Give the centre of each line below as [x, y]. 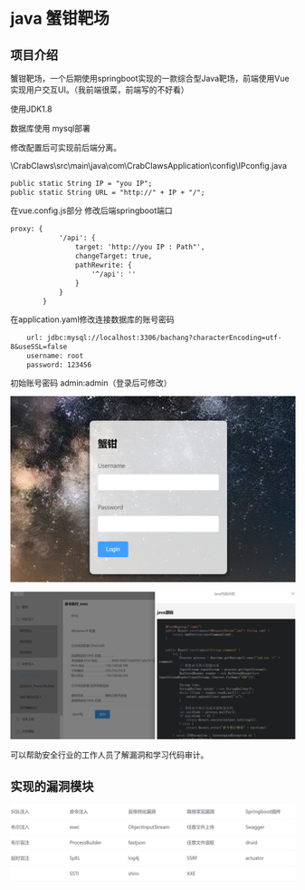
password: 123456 [59, 365]
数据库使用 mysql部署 [51, 128]
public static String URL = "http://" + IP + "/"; [108, 192]
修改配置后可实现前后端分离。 [66, 147]
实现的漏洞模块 [52, 786]
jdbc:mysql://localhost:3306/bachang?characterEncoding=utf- [164, 337]
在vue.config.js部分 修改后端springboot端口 [91, 210]
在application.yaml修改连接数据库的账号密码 [92, 319]
